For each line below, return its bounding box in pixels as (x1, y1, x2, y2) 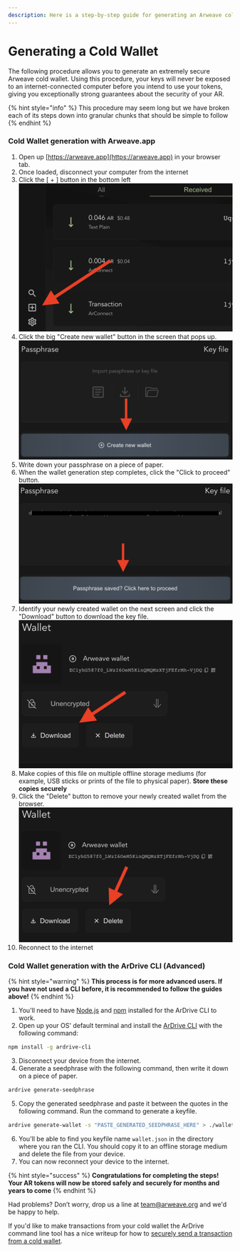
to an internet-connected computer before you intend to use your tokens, (8, 82, 223, 91)
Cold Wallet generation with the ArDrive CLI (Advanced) (8, 961, 206, 971)
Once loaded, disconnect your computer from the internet (18, 168, 189, 176)
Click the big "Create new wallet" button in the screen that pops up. (18, 332, 217, 340)
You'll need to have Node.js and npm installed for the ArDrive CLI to (18, 1006, 217, 1015)
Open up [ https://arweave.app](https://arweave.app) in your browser (18, 152, 221, 161)
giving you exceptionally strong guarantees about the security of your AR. (8, 89, 225, 98)
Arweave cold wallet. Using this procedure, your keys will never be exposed (8, 74, 231, 83)
